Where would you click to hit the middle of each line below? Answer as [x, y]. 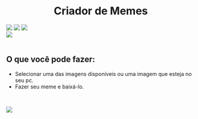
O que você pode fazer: [51, 59]
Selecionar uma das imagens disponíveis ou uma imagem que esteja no [103, 74]
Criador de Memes [101, 11]
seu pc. [24, 80]
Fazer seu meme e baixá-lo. [49, 86]
